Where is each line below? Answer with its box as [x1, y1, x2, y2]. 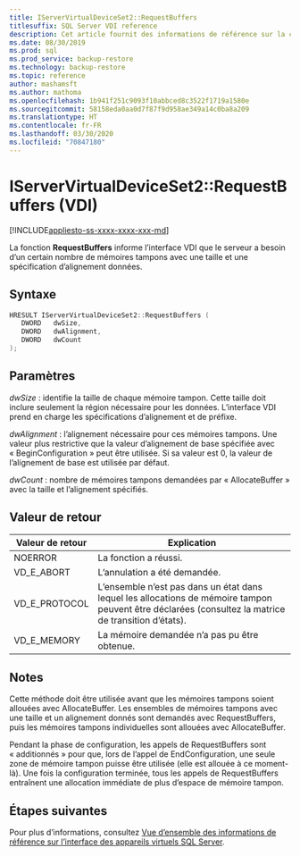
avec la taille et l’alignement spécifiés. [9, 483, 149, 494]
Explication [167, 536, 217, 549]
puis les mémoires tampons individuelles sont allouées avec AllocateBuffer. [9, 722, 286, 733]
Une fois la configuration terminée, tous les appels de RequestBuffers [22, 768, 279, 778]
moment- [254, 759, 288, 769]
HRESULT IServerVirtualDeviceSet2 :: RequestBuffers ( [9, 310, 210, 320]
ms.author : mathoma [9, 88, 82, 97]
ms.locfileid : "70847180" [9, 138, 105, 147]
